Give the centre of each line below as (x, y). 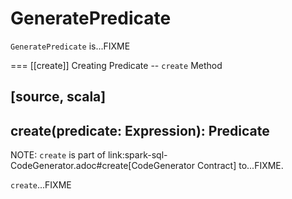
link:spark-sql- (137, 155)
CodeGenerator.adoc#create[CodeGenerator (103, 166)
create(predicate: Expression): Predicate (140, 130)
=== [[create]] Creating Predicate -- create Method (116, 65)
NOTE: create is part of (58, 155)
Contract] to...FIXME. (240, 166)
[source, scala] (58, 97)
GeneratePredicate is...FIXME (70, 46)
